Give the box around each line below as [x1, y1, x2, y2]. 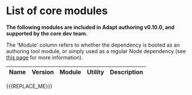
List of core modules [6, 4, 108, 18]
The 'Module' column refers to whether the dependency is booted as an [6, 41, 180, 48]
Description [109, 68, 144, 76]
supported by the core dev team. [6, 30, 88, 37]
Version [31, 68, 54, 76]
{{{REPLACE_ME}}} [6, 83, 53, 90]
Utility [87, 68, 105, 76]
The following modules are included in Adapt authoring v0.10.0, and [6, 24, 175, 31]
